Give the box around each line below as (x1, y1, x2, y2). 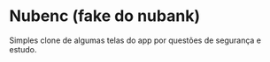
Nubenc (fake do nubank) (9, 6, 201, 26)
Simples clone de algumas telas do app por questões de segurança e (9, 35, 262, 45)
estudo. (9, 44, 37, 54)
